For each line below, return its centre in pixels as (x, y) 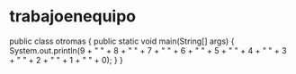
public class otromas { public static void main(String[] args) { (122, 41)
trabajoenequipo (73, 16)
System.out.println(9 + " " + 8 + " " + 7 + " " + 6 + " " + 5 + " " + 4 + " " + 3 (148, 50)
